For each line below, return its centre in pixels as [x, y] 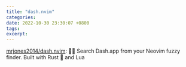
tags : [13, 28]
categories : [21, 17]
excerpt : [17, 34]
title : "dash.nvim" [31, 12]
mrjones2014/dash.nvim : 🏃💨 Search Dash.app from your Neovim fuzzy [93, 51]
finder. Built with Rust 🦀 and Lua [45, 57]
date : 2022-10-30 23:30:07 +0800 [48, 23]
